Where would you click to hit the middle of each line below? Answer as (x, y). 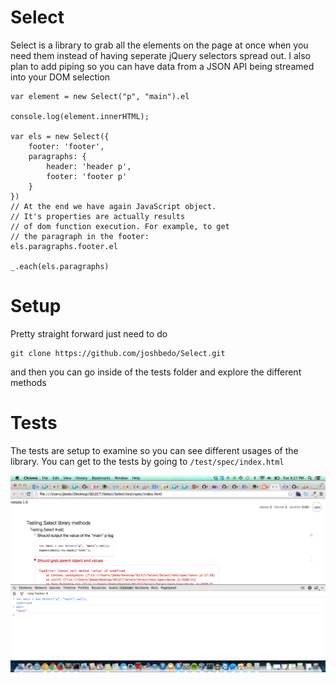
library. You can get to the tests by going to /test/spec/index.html (147, 461)
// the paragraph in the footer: (80, 236)
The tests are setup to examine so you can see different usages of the (154, 450)
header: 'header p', (89, 166)
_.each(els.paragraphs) (60, 266)
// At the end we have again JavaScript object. (113, 206)
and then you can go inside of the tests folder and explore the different (156, 372)
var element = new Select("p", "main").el (100, 96)
